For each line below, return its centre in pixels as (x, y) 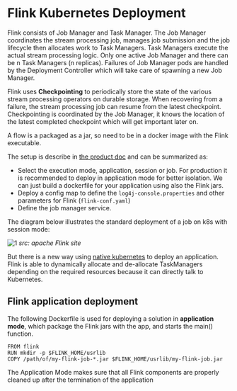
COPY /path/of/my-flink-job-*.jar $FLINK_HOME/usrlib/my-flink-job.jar (115, 359)
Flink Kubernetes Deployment (97, 13)
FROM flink (23, 346)
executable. (24, 142)
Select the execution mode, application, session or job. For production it (122, 170)
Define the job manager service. (64, 208)
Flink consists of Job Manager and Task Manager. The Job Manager (107, 33)
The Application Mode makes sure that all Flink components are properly (113, 372)
